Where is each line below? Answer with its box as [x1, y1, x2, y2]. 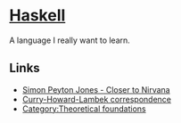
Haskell [9, 5, 66, 26]
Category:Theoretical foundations [21, 103, 146, 114]
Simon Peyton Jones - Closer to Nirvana [21, 84, 171, 94]
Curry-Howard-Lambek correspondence [21, 94, 172, 104]
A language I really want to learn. [9, 35, 131, 45]
